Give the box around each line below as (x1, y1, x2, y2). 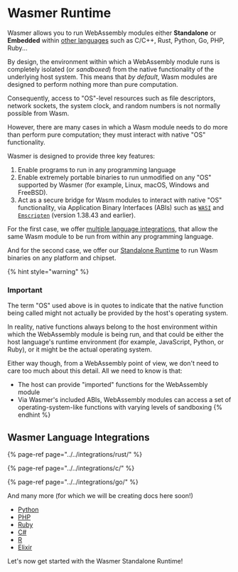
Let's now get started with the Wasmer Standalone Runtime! (7, 557, 183, 566)
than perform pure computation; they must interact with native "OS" (7, 130, 206, 139)
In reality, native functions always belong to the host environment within (7, 322, 218, 332)
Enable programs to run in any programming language (17, 165, 176, 174)
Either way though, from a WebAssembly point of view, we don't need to (7, 359, 219, 368)
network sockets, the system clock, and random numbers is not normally (7, 101, 221, 110)
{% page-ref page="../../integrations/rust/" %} (7, 450, 143, 459)
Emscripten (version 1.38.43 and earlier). (17, 211, 136, 219)
